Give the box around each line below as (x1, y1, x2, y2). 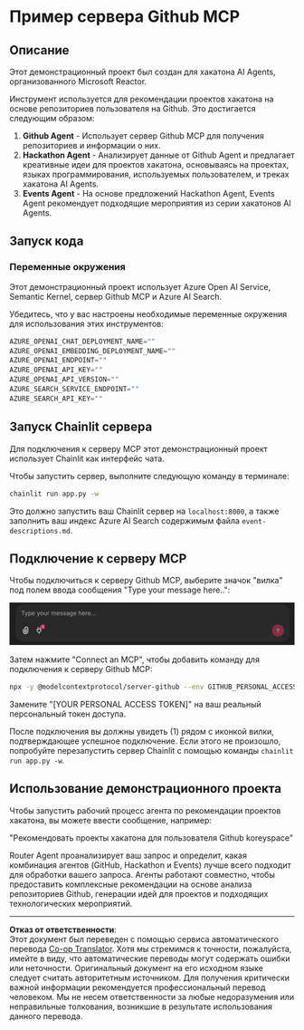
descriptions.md (9, 526, 71, 535)
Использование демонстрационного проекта (9, 781, 282, 796)
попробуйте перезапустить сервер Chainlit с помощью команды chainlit (9, 746, 294, 756)
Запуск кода (9, 234, 84, 249)
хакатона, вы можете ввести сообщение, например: (9, 814, 213, 825)
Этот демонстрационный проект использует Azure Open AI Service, (9, 281, 271, 292)
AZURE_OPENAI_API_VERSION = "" (9, 375, 119, 384)
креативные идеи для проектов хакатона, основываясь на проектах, (22, 159, 290, 169)
